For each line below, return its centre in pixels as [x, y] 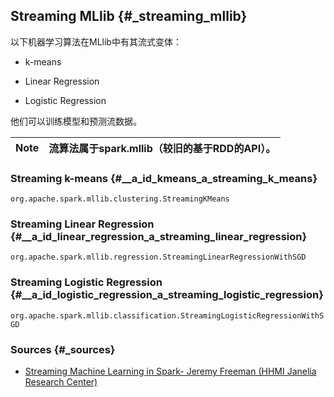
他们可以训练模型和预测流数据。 [76, 121]
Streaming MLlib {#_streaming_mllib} [129, 16]
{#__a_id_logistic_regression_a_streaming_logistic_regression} [167, 295]
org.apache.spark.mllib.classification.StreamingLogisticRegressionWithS [167, 315]
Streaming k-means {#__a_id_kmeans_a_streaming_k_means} [164, 178]
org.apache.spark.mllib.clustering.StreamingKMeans [120, 199]
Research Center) [61, 382]
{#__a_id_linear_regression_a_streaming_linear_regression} [159, 237]
